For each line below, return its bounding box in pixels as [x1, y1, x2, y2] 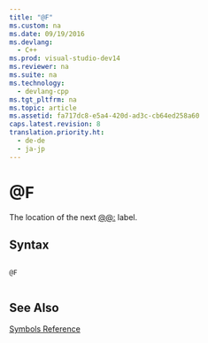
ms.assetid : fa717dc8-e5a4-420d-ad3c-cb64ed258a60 [9, 111, 200, 120]
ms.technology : [9, 79, 65, 88]
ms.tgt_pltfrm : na [9, 95, 77, 104]
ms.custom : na [9, 21, 62, 30]
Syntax [9, 237, 50, 252]
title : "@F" [9, 12, 53, 22]
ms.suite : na [9, 71, 58, 80]
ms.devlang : [9, 37, 53, 47]
